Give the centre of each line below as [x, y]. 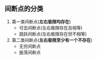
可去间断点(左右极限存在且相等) [51, 28]
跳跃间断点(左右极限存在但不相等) [53, 34]
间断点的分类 [24, 9]
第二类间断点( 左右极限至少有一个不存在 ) [52, 40]
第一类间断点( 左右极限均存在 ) [41, 22]
